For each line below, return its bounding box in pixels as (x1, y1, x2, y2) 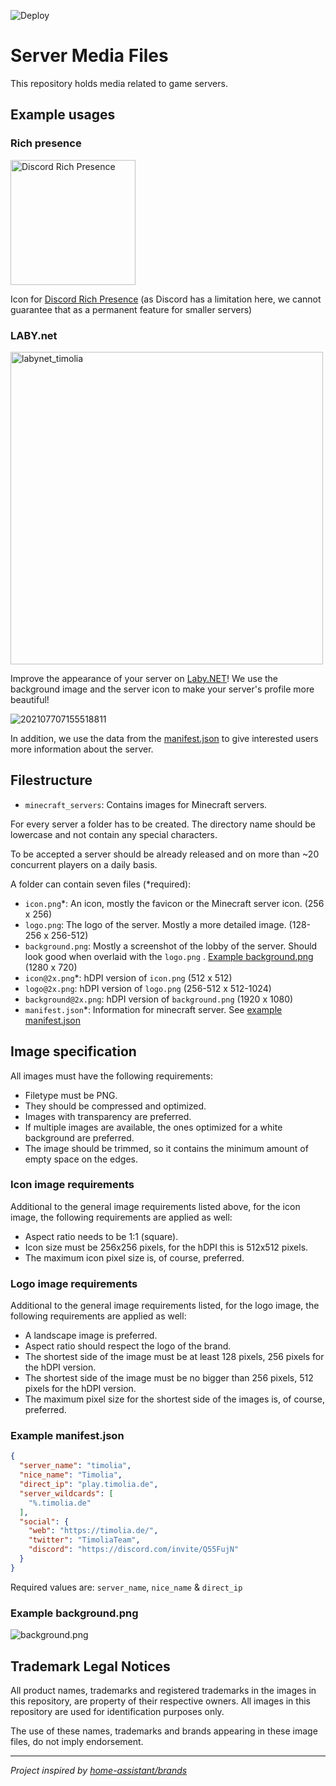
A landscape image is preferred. (24, 1330, 158, 1342)
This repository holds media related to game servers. (10, 77, 228, 89)
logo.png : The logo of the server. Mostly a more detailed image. (24, 918, 287, 930)
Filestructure (10, 772, 93, 789)
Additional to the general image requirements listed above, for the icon (10, 1200, 301, 1212)
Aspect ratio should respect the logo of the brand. (24, 1340, 232, 1352)
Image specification (10, 1043, 137, 1060)
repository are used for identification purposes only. (10, 1705, 225, 1717)
